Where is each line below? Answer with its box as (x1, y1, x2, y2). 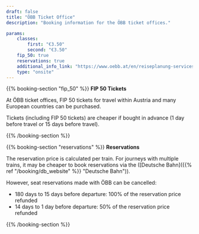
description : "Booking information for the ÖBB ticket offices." (6, 20, 171, 25)
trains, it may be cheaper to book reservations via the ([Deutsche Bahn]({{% (6, 161, 192, 169)
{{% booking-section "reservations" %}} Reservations (6, 143, 140, 151)
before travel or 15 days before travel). (6, 121, 99, 128)
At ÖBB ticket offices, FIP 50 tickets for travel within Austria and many (6, 97, 176, 104)
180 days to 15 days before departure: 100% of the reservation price (14, 191, 181, 198)
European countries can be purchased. (6, 103, 101, 110)
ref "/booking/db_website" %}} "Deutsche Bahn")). (6, 168, 130, 175)
